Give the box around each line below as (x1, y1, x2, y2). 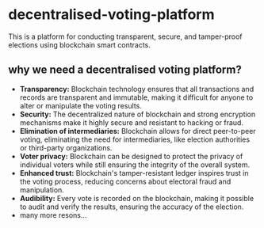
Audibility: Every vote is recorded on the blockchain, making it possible (19, 193, 254, 203)
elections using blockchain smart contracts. (8, 40, 151, 49)
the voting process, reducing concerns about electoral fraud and (19, 177, 231, 186)
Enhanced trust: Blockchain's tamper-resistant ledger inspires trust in (19, 168, 249, 177)
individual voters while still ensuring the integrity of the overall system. (19, 160, 251, 169)
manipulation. (19, 184, 65, 195)
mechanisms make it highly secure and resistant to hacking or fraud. (19, 117, 244, 127)
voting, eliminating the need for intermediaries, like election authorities (19, 135, 251, 144)
